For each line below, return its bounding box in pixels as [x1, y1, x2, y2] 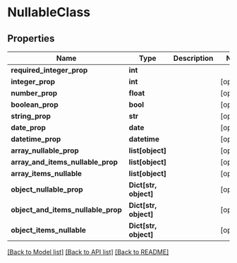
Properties [7, 33, 55, 45]
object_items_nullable [11, 226, 87, 235]
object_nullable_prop [11, 185, 83, 194]
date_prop [11, 123, 46, 132]
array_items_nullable [11, 169, 83, 178]
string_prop [11, 111, 51, 121]
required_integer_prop [11, 65, 88, 75]
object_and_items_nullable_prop [11, 205, 122, 214]
